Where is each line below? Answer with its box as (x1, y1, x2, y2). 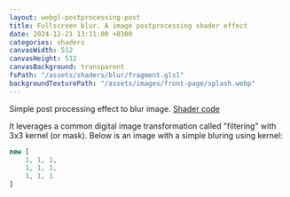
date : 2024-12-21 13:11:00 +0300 (9, 29, 133, 38)
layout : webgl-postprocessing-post (9, 12, 141, 22)
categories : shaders (9, 37, 86, 47)
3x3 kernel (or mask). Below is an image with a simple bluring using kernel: (9, 130, 283, 140)
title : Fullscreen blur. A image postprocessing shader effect (9, 21, 248, 30)
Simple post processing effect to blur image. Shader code (9, 103, 220, 114)
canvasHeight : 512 (9, 54, 77, 63)
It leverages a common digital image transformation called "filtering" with (9, 121, 277, 131)
